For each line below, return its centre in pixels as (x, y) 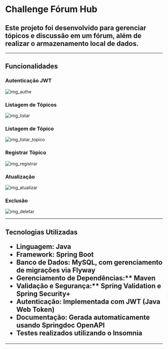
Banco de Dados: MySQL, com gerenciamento (89, 262)
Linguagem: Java (44, 247)
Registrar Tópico (26, 153)
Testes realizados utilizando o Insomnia (79, 333)
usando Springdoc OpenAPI (60, 325)
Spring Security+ (43, 293)
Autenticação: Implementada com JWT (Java (88, 301)
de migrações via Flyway (56, 270)
